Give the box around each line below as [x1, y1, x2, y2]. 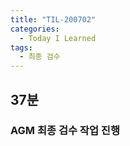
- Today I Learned [19, 33, 97, 43]
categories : [10, 24, 60, 34]
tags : [10, 42, 33, 53]
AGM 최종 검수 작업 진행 [10, 124, 120, 138]
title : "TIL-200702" [10, 14, 97, 25]
